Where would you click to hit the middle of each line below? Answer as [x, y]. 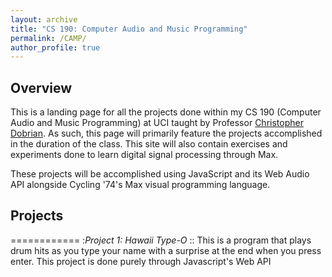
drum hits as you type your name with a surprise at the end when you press [166, 250]
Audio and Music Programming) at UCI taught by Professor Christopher [157, 123]
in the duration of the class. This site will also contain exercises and [149, 144]
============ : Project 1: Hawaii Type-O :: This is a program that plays [161, 240]
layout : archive [44, 19]
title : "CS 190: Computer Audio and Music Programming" [129, 29]
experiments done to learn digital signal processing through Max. [144, 155]
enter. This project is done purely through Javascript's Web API [141, 261]
